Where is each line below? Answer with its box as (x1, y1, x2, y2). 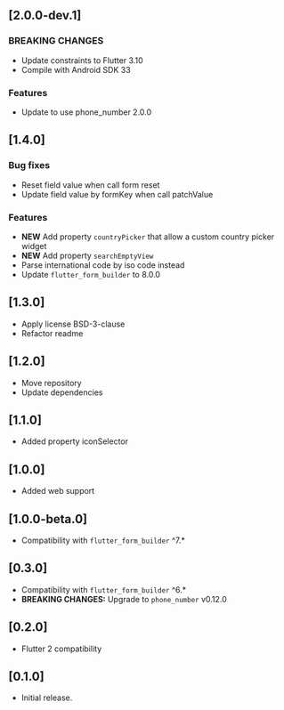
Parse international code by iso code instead (20, 259, 185, 270)
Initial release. (20, 692, 73, 703)
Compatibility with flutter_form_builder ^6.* (20, 584, 187, 595)
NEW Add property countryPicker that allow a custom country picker (20, 231, 275, 242)
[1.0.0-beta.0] (8, 512, 88, 527)
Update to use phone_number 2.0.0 (20, 107, 152, 117)
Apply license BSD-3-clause (20, 319, 126, 329)
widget (20, 240, 47, 251)
